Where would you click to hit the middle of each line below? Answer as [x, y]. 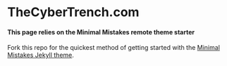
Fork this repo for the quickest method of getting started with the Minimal [114, 48]
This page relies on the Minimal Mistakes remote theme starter [101, 32]
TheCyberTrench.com [73, 12]
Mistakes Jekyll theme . [41, 55]
